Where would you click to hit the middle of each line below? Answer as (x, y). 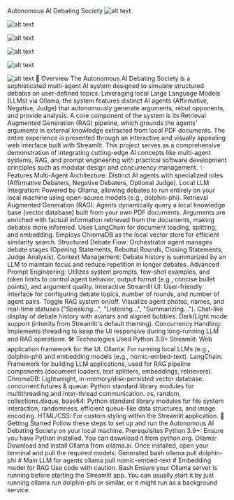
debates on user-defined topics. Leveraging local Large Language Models (114, 93)
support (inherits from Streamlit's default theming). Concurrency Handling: (115, 324)
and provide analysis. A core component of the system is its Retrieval (107, 116)
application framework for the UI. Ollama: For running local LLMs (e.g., (108, 349)
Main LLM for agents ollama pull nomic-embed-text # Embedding (117, 460)
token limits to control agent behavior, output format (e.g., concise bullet (111, 279)
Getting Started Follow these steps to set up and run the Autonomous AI (111, 423)
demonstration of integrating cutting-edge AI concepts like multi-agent (109, 153)
